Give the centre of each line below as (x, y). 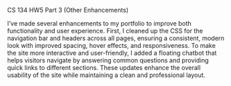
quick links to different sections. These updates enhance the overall (104, 68)
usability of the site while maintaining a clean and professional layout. (106, 75)
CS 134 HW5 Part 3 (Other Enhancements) (68, 10)
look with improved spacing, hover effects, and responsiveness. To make (112, 45)
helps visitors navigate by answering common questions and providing (108, 60)
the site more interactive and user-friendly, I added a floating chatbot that (112, 53)
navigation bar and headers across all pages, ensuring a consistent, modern (116, 38)
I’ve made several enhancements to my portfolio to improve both (100, 23)
